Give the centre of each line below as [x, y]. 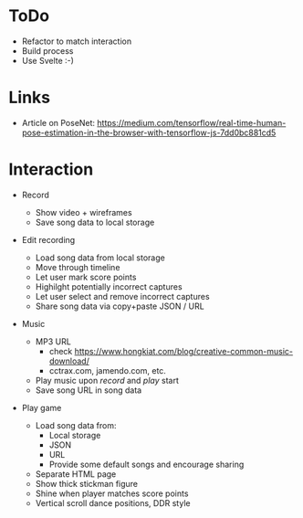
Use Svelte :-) [48, 60]
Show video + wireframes [84, 212]
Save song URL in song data [89, 390]
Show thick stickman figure [87, 483]
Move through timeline [78, 267]
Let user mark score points [86, 277]
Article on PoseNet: [58, 122]
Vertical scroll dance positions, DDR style [113, 502]
